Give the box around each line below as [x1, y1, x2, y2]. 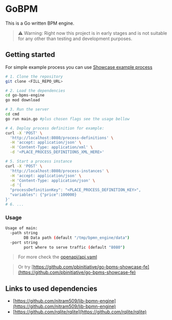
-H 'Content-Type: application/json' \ [10, 178, 95, 183]
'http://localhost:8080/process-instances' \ [10, 168, 109, 174]
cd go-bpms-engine [5, 93, 45, 98]
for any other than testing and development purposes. [17, 35, 132, 42]
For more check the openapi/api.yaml [17, 254, 98, 260]
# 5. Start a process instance [5, 159, 72, 164]
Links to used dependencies [5, 284, 98, 293]
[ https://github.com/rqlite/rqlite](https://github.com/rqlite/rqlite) [12, 309, 147, 315]
